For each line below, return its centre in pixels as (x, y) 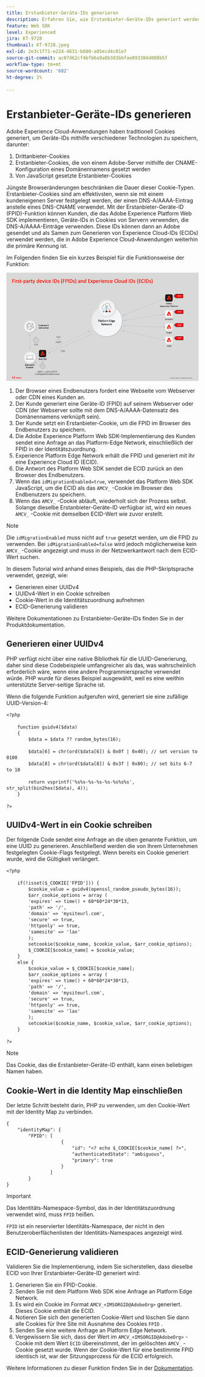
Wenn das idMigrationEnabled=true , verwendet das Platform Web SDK (104, 481)
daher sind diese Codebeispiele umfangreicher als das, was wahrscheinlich (101, 665)
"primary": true (92, 1160)
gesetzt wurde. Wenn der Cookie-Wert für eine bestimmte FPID (114, 1350)
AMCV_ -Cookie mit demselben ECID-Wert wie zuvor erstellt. (89, 514)
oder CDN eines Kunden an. (50, 397)
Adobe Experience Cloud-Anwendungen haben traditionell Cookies (91, 132)
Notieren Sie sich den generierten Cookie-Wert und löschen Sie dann (102, 1317)
